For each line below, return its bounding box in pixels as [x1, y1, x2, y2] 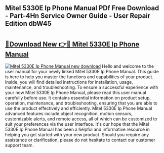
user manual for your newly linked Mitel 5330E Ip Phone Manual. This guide [5, 69, 159, 74]
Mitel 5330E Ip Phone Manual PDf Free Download [5, 4, 159, 12]
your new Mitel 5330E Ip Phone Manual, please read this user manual [5, 90, 147, 96]
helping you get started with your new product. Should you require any [5, 132, 149, 138]
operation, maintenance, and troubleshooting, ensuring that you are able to [5, 100, 158, 106]
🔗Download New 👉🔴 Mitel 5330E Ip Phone [5, 40, 140, 49]
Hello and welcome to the [102, 63, 154, 69]
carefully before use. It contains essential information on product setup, [5, 95, 151, 101]
